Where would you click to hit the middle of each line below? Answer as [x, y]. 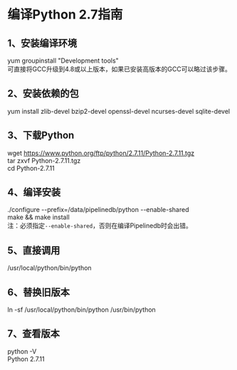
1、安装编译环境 [42, 43]
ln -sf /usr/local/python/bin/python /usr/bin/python [82, 310]
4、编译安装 [34, 192]
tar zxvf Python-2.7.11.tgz [44, 160]
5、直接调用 [34, 250]
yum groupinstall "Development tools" [63, 60]
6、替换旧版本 [38, 292]
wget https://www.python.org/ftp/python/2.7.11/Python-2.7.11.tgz [101, 153]
